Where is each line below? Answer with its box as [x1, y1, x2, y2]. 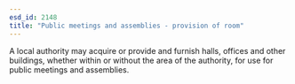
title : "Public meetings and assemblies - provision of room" [9, 21, 244, 30]
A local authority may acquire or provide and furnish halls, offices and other [9, 45, 286, 56]
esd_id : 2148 [9, 12, 58, 22]
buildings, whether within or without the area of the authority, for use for [9, 55, 274, 65]
